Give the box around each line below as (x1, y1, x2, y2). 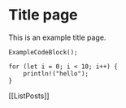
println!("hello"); (23, 69, 89, 78)
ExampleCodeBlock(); (8, 48, 79, 56)
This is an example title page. (8, 32, 106, 42)
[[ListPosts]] (8, 91, 50, 101)
